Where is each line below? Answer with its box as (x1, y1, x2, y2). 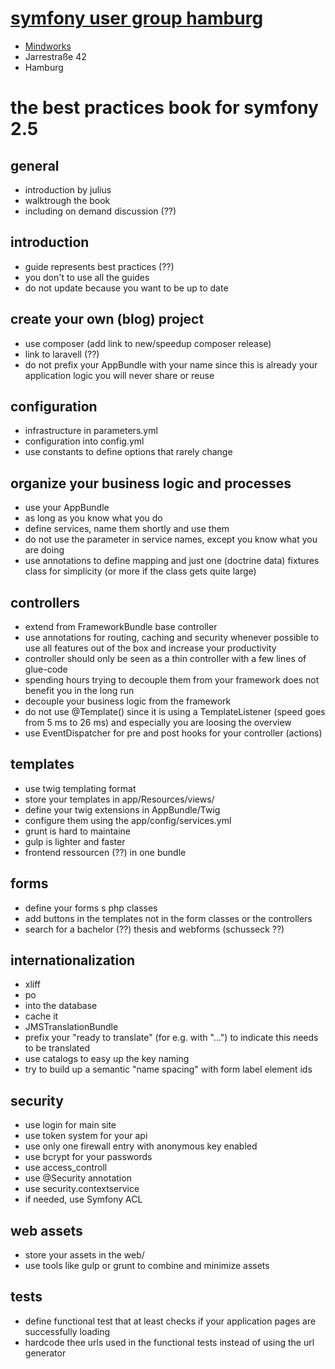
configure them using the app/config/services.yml (24, 814, 232, 826)
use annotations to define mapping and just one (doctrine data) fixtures (24, 555, 320, 567)
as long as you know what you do (24, 512, 163, 524)
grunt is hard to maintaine (24, 825, 132, 837)
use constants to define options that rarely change (24, 446, 233, 458)
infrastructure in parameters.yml (24, 425, 158, 437)
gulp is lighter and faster (24, 835, 126, 847)
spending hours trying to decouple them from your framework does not (24, 674, 320, 686)
